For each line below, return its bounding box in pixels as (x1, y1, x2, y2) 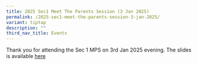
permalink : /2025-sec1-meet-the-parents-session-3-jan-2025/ (6, 14, 160, 20)
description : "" (6, 25, 46, 31)
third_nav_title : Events (6, 30, 67, 36)
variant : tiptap (6, 19, 46, 25)
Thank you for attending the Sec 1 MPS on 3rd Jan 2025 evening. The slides (6, 46, 192, 53)
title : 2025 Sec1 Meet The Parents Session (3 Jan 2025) (6, 8, 150, 15)
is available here (6, 53, 46, 60)
